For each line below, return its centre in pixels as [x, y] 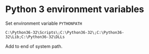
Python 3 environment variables [75, 9]
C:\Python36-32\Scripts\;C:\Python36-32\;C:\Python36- [65, 32]
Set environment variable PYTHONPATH [44, 23]
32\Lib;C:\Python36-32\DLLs [35, 37]
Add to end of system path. [34, 46]
